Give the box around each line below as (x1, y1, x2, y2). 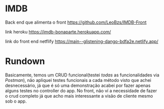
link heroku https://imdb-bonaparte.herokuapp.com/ (5, 29, 111, 35)
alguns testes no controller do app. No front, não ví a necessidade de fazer (5, 87, 158, 94)
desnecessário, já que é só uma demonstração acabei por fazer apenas (5, 82, 151, 88)
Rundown (5, 56, 45, 67)
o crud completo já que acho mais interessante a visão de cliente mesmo (5, 93, 153, 99)
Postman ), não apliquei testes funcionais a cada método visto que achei (5, 77, 152, 83)
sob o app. (5, 98, 27, 104)
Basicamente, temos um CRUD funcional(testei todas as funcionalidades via (5, 72, 160, 78)
